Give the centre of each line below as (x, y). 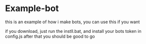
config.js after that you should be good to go (50, 36)
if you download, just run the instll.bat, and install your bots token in (73, 31)
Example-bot (32, 8)
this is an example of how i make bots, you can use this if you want (73, 22)
